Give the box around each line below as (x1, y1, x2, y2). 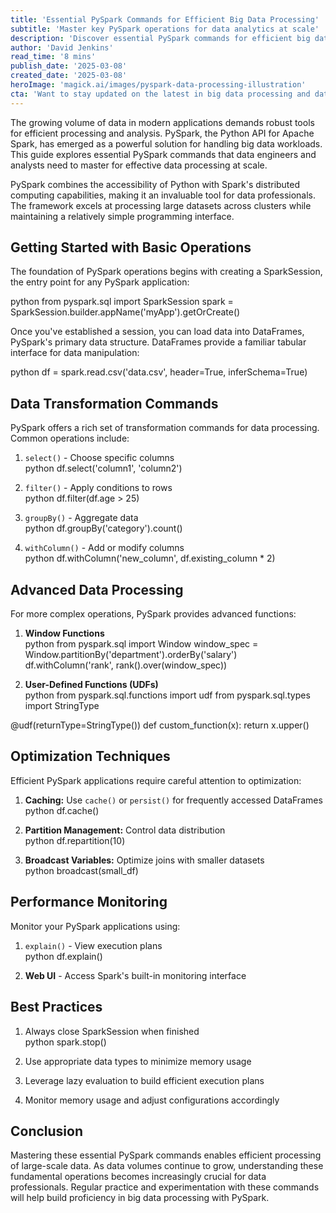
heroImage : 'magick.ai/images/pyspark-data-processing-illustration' (10, 80, 307, 90)
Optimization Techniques (10, 748, 171, 765)
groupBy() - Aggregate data (24, 512, 139, 524)
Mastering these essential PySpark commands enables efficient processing (10, 1149, 322, 1161)
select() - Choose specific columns (24, 452, 175, 464)
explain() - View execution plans (24, 939, 163, 951)
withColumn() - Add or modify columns (24, 542, 185, 554)
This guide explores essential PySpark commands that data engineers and (10, 148, 317, 160)
